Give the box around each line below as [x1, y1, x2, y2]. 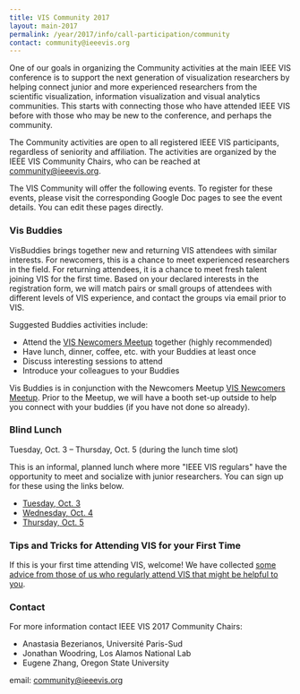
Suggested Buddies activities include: [9, 319, 149, 330]
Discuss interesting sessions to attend [21, 356, 163, 366]
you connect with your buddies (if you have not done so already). [9, 401, 251, 412]
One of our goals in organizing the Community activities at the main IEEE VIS [9, 63, 291, 73]
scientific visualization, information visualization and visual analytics [9, 91, 261, 102]
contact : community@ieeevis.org [9, 38, 130, 47]
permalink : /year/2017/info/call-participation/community [9, 30, 230, 39]
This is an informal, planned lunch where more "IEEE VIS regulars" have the [9, 461, 287, 472]
